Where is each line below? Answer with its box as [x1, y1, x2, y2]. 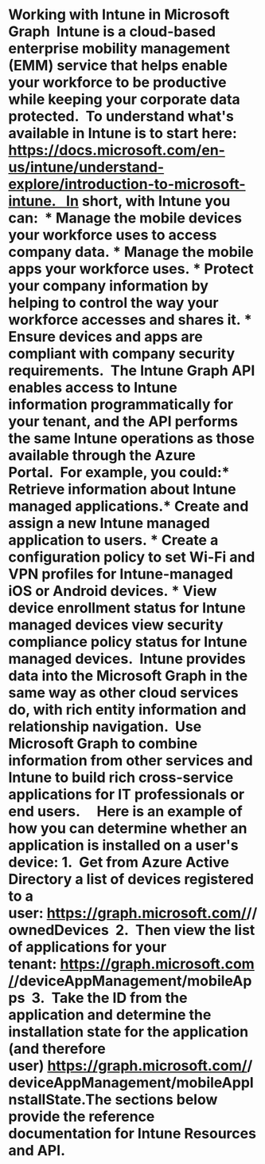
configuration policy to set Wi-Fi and [8, 548, 255, 566]
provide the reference [8, 1107, 155, 1126]
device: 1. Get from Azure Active [8, 854, 229, 871]
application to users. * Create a [8, 531, 219, 550]
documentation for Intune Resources [8, 1125, 257, 1142]
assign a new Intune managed [8, 515, 211, 532]
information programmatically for [8, 396, 234, 414]
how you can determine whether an [8, 819, 247, 838]
